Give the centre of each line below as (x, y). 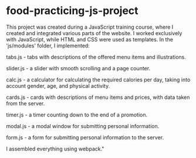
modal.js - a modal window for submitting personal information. (83, 126)
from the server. (26, 103)
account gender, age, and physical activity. (58, 85)
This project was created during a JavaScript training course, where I (90, 27)
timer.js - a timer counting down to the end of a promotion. (77, 115)
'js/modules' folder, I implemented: (48, 46)
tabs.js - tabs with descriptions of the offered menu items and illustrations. (96, 57)
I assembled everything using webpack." (55, 149)
